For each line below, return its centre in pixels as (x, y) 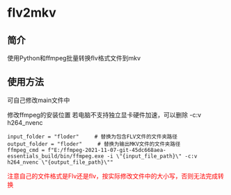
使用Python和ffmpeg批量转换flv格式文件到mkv (74, 58)
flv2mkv (32, 13)
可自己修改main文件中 (39, 100)
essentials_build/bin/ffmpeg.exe (56, 156)
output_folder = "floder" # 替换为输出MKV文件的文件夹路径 (94, 144)
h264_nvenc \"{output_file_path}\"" (60, 162)
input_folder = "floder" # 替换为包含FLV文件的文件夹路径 (92, 137)
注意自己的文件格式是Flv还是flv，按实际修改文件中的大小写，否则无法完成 (113, 176)
